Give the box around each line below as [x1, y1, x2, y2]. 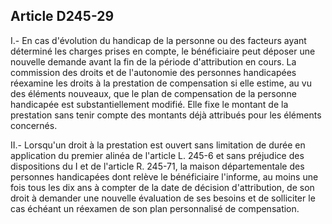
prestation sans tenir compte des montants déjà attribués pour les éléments [10, 109, 322, 121]
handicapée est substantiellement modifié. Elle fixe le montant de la [10, 98, 289, 110]
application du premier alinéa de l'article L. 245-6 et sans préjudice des [10, 149, 305, 161]
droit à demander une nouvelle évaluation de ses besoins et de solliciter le [10, 192, 316, 204]
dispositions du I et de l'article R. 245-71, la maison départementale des [10, 160, 305, 172]
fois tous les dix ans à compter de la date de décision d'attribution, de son [10, 181, 315, 193]
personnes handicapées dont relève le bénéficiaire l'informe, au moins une [10, 170, 319, 183]
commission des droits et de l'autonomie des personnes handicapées [10, 66, 297, 78]
